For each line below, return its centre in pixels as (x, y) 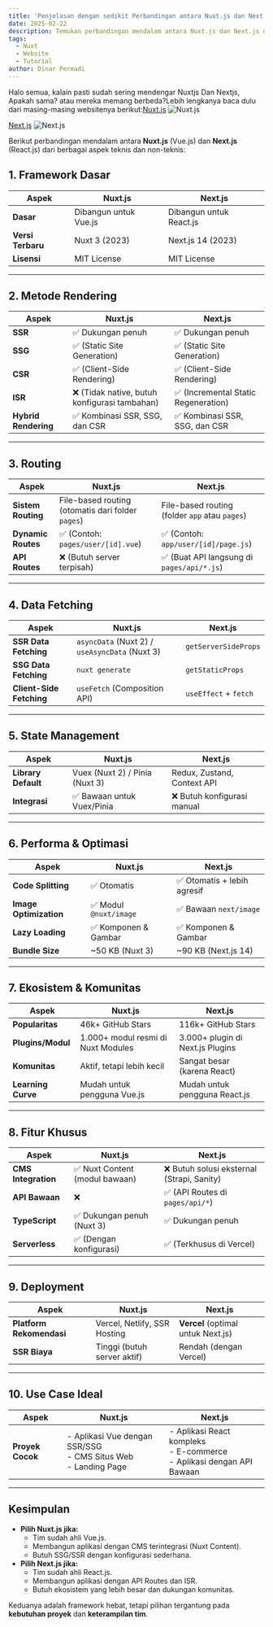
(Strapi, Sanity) (193, 1179)
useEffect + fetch (220, 694)
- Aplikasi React (200, 1431)
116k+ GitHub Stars (217, 1024)
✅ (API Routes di (195, 1193)
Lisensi (27, 259)
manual (186, 806)
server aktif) (119, 1357)
